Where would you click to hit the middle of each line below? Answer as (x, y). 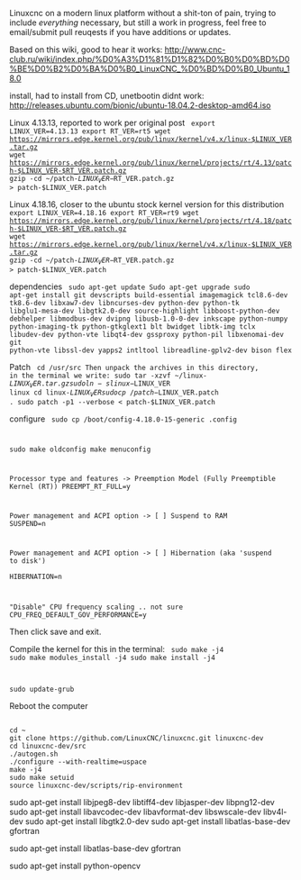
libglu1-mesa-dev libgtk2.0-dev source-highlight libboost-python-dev (145, 311)
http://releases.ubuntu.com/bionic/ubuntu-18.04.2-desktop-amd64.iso (141, 105)
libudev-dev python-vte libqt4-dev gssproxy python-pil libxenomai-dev (146, 334)
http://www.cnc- (195, 50)
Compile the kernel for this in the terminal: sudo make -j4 (117, 649)
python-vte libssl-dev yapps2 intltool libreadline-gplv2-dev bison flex (151, 350)
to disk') (28, 561)
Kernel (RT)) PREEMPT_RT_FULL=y (70, 487)
